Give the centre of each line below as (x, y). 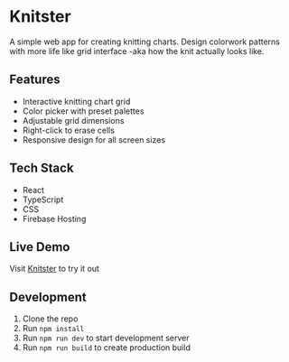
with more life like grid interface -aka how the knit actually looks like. (137, 51)
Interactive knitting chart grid (76, 101)
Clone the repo (50, 319)
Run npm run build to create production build (107, 348)
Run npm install (53, 329)
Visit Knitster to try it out (54, 269)
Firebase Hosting (54, 218)
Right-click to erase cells (69, 130)
